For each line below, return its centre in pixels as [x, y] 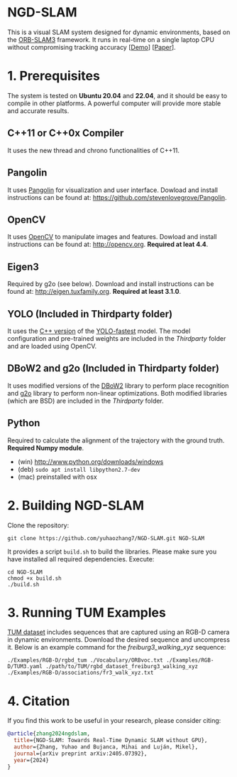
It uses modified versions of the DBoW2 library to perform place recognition [118, 386]
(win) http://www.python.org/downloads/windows [90, 461]
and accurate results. [38, 110]
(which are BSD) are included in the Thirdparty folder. [86, 401]
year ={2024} [32, 760]
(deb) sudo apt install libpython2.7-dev [79, 469]
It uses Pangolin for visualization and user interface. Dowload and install [113, 190]
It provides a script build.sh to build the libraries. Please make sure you [112, 551]
